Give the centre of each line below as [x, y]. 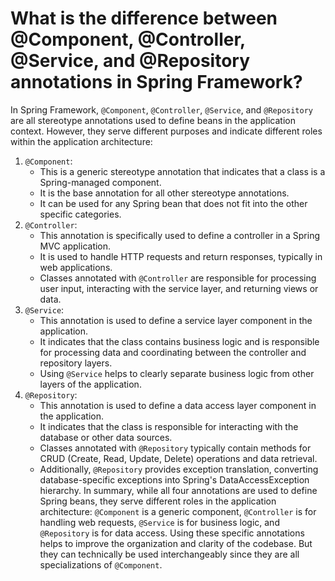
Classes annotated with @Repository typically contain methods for [175, 448]
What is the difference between [144, 18]
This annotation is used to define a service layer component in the [176, 320]
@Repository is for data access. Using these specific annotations [172, 533]
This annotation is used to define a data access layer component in [178, 405]
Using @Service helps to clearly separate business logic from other [177, 373]
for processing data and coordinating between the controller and [173, 352]
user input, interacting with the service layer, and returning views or [179, 288]
